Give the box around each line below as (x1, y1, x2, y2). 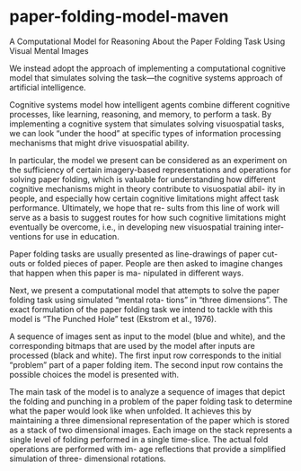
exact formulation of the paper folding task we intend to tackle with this (9, 303, 273, 315)
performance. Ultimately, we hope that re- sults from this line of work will (9, 202, 280, 213)
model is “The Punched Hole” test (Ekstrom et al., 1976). (9, 313, 217, 324)
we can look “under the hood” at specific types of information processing (9, 127, 281, 138)
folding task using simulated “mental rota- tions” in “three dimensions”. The (9, 294, 288, 305)
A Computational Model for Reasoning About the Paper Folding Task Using (9, 36, 286, 47)
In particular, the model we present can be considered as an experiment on (9, 154, 288, 165)
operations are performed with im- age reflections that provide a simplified (9, 443, 286, 454)
